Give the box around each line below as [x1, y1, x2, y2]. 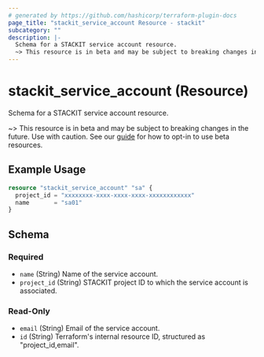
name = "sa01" [15, 199, 82, 206]
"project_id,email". [19, 340, 79, 350]
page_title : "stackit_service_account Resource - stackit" [8, 19, 206, 27]
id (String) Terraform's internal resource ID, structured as [19, 332, 206, 341]
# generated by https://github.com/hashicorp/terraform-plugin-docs [8, 11, 237, 20]
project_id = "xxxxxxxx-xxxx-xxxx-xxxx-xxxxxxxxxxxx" [15, 191, 195, 199]
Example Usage [8, 163, 86, 177]
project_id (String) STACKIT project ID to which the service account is [19, 277, 249, 287]
